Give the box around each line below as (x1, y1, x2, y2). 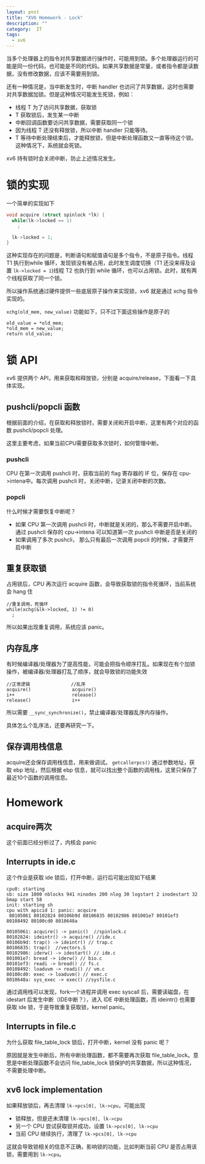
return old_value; (6, 331, 53, 337)
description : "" (6, 20, 48, 26)
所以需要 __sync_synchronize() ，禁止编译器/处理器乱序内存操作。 (6, 709, 172, 716)
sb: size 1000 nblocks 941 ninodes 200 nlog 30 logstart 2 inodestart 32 (6, 891, 198, 897)
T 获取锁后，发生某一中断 (15, 111, 79, 118)
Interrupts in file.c (6, 1021, 76, 1032)
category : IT (6, 26, 43, 32)
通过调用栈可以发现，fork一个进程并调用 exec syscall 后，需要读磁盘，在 (6, 988, 189, 995)
